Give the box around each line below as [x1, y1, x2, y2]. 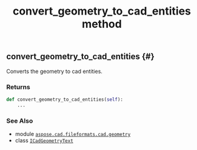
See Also [6, 117, 33, 125]
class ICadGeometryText [15, 137, 74, 144]
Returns [6, 83, 30, 91]
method [81, 17, 122, 31]
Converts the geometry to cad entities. [6, 67, 103, 75]
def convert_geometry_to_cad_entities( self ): [6, 96, 123, 103]
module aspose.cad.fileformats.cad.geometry [15, 130, 131, 137]
